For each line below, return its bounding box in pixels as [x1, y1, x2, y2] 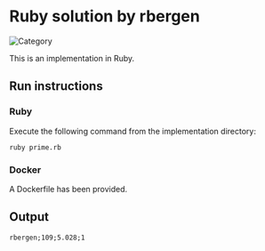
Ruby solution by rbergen [9, 6, 200, 27]
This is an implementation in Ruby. [9, 53, 135, 63]
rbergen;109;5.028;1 [9, 233, 86, 242]
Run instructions [9, 78, 104, 94]
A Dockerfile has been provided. [9, 183, 128, 194]
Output [9, 209, 49, 224]
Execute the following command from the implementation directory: [9, 125, 256, 136]
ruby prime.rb [9, 142, 62, 152]
